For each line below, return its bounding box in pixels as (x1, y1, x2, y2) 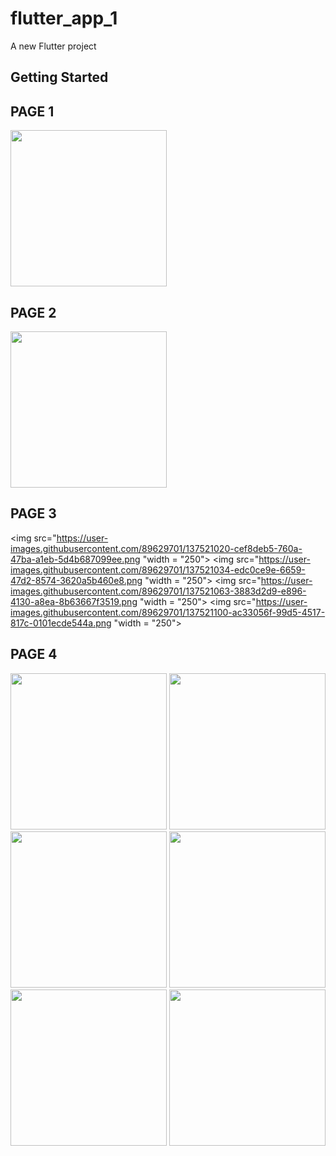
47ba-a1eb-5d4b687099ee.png (10, 553, 141, 565)
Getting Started (10, 69, 109, 86)
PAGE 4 (10, 646, 58, 663)
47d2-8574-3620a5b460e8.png (10, 574, 143, 586)
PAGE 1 (10, 103, 55, 120)
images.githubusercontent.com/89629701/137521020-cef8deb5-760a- (10, 542, 303, 554)
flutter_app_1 (10, 7, 118, 30)
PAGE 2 (10, 304, 57, 321)
